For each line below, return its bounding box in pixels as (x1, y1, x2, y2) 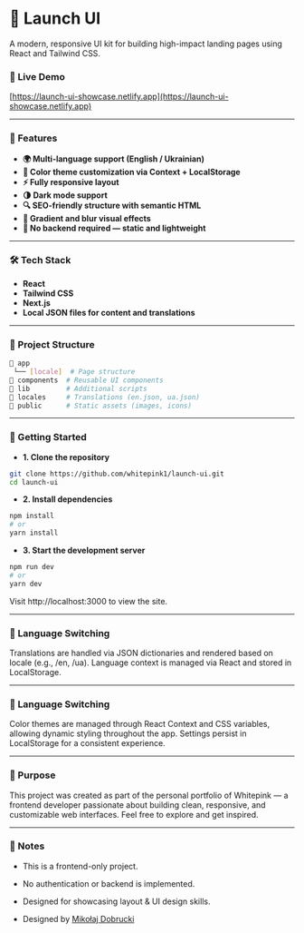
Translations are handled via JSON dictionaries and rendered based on (9, 647, 274, 658)
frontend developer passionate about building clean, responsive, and (9, 799, 266, 810)
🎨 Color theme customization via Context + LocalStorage (22, 166, 242, 177)
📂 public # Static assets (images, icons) (9, 401, 193, 410)
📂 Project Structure (9, 338, 95, 350)
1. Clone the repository (22, 451, 110, 462)
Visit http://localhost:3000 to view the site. (9, 595, 168, 606)
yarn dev (9, 579, 43, 588)
